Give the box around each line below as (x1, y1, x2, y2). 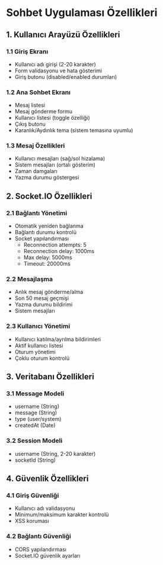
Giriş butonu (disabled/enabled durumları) (14, 73, 117, 80)
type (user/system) (14, 416, 62, 423)
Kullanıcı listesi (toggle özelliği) (14, 114, 90, 122)
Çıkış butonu (14, 120, 46, 127)
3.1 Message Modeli (6, 390, 65, 398)
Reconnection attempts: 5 (23, 241, 87, 248)
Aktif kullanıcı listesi (14, 341, 63, 349)
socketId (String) (14, 457, 56, 464)
